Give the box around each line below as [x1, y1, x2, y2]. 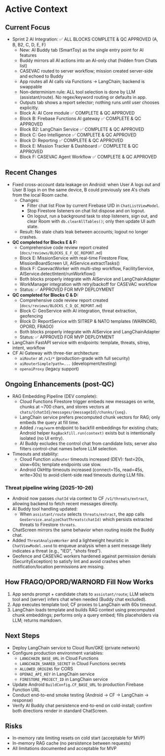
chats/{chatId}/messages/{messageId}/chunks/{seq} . [19, 409, 127, 415]
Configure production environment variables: [12, 650, 103, 656]
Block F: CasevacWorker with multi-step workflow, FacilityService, [19, 265, 154, 271]
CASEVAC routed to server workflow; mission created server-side [19, 68, 153, 74]
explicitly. [19, 105, 39, 111]
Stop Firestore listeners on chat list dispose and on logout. [27, 207, 145, 213]
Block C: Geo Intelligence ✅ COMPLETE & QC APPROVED [19, 132, 137, 138]
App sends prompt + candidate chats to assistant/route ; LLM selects [12, 591, 154, 597]
